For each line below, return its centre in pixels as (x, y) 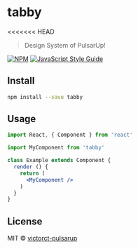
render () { (31, 167)
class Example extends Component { (59, 161)
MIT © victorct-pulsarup (42, 238)
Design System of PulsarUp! (65, 45)
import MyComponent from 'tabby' (56, 148)
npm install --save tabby (45, 97)
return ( (33, 173)
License (25, 221)
